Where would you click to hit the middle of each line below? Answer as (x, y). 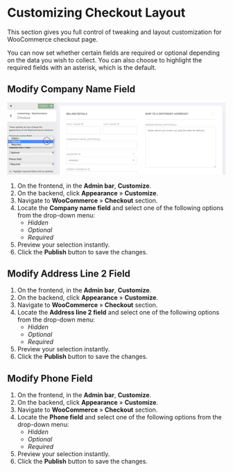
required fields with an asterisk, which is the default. (82, 67)
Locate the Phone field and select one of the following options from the (119, 417)
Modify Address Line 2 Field (69, 273)
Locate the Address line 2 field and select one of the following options (118, 313)
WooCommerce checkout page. (53, 39)
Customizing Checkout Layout (96, 13)
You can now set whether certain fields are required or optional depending (114, 53)
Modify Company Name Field (71, 89)
